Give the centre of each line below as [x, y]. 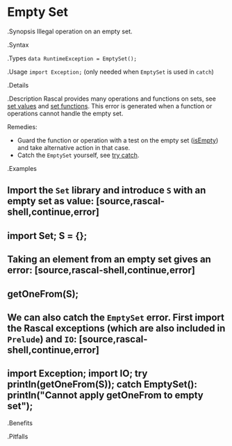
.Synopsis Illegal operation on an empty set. [70, 31]
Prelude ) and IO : [42, 339]
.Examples [22, 168]
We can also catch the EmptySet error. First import [116, 317]
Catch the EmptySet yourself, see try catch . [78, 155]
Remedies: [22, 126]
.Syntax [18, 44]
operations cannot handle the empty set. [65, 113]
